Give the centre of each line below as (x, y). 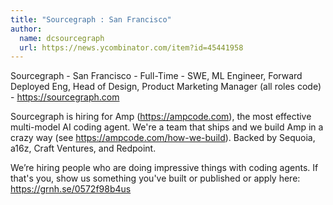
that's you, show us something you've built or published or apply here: (155, 178)
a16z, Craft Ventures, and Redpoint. (83, 148)
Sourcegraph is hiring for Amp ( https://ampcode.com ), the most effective (161, 117)
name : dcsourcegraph (62, 38)
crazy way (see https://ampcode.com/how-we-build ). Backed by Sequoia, (163, 138)
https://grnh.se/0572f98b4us (71, 189)
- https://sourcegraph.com (65, 97)
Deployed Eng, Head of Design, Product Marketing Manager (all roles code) (166, 87)
